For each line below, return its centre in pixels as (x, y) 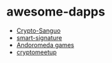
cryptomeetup (36, 52)
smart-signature (39, 37)
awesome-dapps (56, 12)
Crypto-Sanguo (38, 30)
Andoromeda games (45, 45)
